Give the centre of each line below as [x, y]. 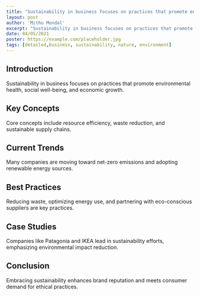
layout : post [22, 17]
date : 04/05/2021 [28, 34]
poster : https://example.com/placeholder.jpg [63, 39]
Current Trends [35, 147]
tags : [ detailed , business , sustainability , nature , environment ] [89, 45]
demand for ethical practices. [42, 286]
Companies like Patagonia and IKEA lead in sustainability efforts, [85, 241]
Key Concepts [33, 109]
